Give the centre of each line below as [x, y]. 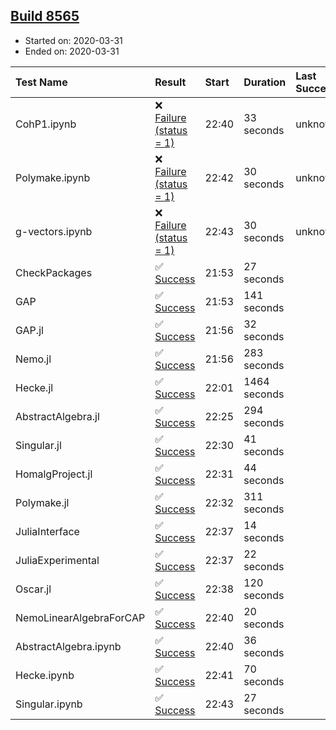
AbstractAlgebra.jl [57, 416]
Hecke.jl [34, 387]
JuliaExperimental [57, 560]
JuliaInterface [47, 531]
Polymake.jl [42, 502]
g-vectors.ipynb [54, 231]
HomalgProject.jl [54, 474]
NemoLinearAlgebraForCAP [80, 617]
